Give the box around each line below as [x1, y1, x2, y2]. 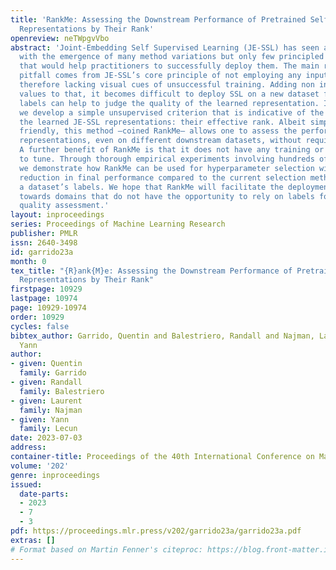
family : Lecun [19, 424, 78, 434]
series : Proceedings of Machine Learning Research [10, 219, 226, 230]
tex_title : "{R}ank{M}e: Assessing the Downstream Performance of [10, 266, 293, 276]
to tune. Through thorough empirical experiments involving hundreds [19, 154, 315, 164]
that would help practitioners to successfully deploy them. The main [19, 61, 320, 71]
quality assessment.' [19, 201, 110, 211]
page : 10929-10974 [10, 303, 87, 313]
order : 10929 [10, 312, 65, 322]
